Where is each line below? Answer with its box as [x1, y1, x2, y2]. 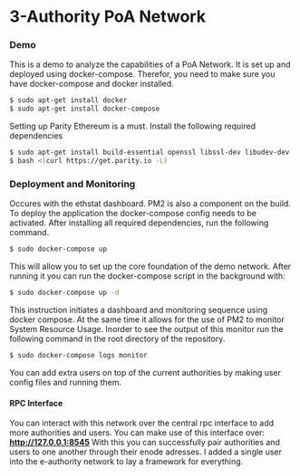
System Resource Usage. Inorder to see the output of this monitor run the [9, 324, 284, 335]
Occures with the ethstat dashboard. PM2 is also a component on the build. [9, 198, 292, 209]
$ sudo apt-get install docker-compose [9, 104, 160, 114]
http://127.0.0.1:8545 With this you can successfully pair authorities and [9, 437, 281, 448]
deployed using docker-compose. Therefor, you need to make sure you [9, 69, 276, 80]
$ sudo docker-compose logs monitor [9, 351, 148, 360]
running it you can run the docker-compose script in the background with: [9, 271, 285, 281]
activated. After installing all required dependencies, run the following [9, 217, 269, 228]
